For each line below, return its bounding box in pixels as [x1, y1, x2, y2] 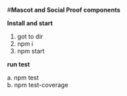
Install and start [7, 19, 53, 27]
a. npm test [7, 73, 39, 82]
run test [7, 60, 30, 68]
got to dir [16, 32, 43, 40]
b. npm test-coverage [7, 81, 69, 88]
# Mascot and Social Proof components [7, 6, 121, 14]
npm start [16, 47, 45, 55]
